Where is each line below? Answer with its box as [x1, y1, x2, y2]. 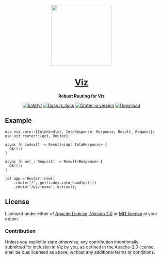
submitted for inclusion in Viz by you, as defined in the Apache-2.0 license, [5, 244, 155, 250]
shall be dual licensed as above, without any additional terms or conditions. [5, 249, 155, 255]
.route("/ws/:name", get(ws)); [14, 184, 77, 189]
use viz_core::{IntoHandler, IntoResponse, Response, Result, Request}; [5, 129, 155, 134]
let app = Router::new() [5, 176, 55, 181]
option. [5, 216, 19, 222]
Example [5, 116, 32, 125]
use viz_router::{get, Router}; [5, 133, 70, 138]
